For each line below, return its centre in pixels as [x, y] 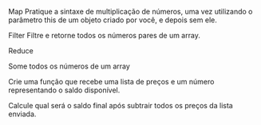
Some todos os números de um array [69, 66]
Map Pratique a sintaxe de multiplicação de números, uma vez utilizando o [130, 12]
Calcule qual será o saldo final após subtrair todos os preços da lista [121, 105]
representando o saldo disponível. [64, 90]
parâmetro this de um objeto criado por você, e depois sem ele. [113, 20]
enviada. [22, 114]
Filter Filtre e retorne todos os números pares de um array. [105, 35]
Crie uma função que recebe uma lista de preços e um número [111, 82]
